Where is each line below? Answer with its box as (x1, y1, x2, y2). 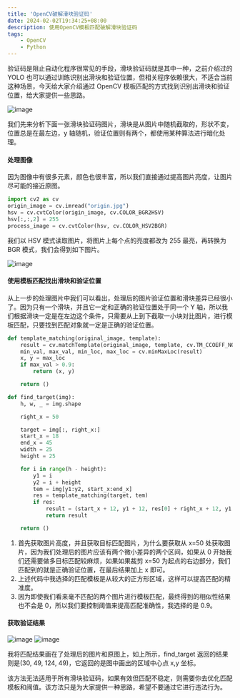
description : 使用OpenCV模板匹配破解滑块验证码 (7, 24, 138, 31)
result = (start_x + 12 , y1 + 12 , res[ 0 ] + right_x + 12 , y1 (45, 505, 232, 512)
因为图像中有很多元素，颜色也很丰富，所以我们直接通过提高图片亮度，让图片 (7, 173, 233, 181)
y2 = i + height (33, 479, 81, 486)
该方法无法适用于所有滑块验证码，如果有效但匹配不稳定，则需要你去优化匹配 (7, 674, 233, 682)
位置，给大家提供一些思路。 (7, 91, 89, 99)
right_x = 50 (20, 413, 59, 420)
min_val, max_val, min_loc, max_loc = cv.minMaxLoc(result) (20, 348, 203, 355)
